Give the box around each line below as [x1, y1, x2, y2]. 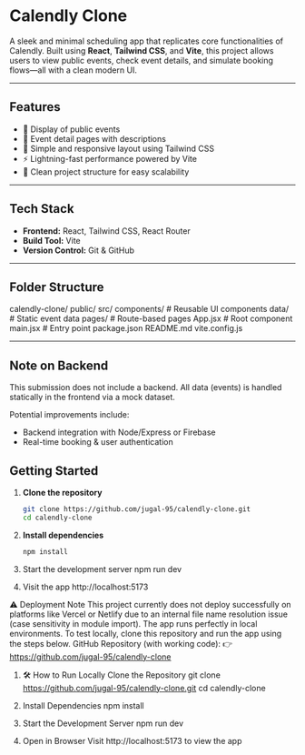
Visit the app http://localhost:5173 [22, 581, 149, 592]
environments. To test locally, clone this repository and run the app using [9, 628, 282, 639]
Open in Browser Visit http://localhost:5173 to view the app [22, 735, 242, 746]
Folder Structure [9, 279, 104, 295]
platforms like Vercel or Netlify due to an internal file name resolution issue [9, 609, 289, 619]
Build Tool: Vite [22, 235, 81, 246]
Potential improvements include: [9, 409, 130, 420]
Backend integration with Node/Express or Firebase [22, 427, 216, 438]
